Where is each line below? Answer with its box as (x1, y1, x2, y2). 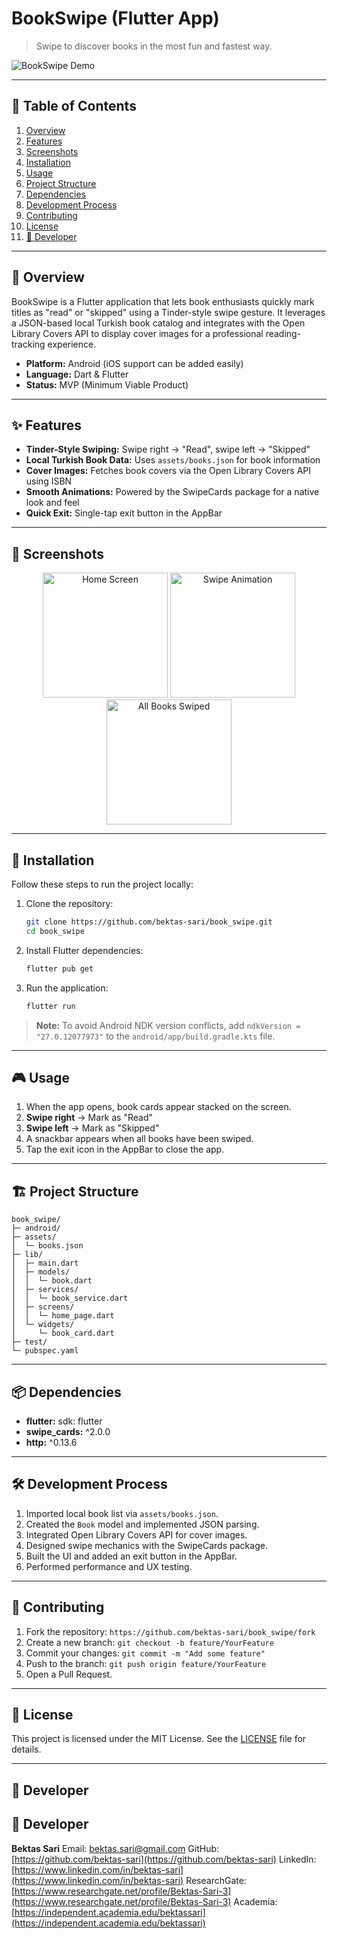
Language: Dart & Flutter (25, 368, 129, 380)
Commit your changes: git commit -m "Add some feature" (25, 1647, 266, 1659)
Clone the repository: (25, 898, 114, 909)
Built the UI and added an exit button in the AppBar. (25, 1550, 238, 1562)
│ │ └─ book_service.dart (11, 1293, 129, 1304)
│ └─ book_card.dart (11, 1328, 115, 1339)
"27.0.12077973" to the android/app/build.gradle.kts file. (35, 1030, 276, 1042)
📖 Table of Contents (11, 98, 137, 115)
